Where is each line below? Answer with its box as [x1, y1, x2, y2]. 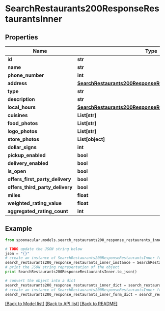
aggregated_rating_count [7, 208, 68, 215]
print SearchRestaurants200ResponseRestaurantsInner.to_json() [5, 269, 137, 275]
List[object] [77, 136, 105, 143]
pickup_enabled [7, 152, 46, 158]
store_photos [7, 136, 39, 143]
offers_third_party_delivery [7, 184, 73, 190]
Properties [5, 33, 38, 41]
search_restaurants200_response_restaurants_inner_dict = [5, 282, 126, 288]
